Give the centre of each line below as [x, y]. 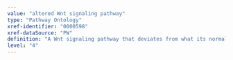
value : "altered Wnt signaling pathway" [67, 13]
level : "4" [23, 46]
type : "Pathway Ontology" [44, 20]
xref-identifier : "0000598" [48, 26]
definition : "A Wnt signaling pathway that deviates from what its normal [118, 39]
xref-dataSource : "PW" [40, 33]
